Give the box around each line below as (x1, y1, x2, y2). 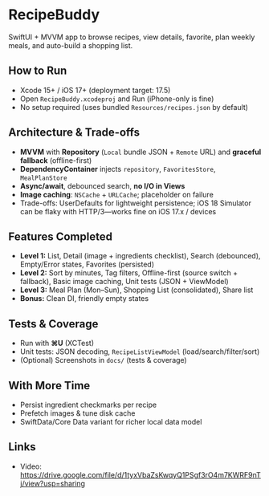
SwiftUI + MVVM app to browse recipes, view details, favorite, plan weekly (8, 32, 255, 42)
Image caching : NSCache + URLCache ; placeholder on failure (19, 189, 214, 199)
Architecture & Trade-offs (8, 126, 141, 140)
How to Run (8, 64, 67, 78)
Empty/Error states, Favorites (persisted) (19, 259, 155, 270)
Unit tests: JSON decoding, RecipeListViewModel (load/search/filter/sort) (19, 347, 260, 356)
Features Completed (8, 230, 112, 243)
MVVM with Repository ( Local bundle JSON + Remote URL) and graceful (19, 147, 262, 157)
